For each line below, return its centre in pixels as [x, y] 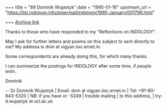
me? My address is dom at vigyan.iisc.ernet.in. [53, 47]
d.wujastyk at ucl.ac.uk [29, 101]
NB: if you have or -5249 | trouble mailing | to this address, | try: [96, 96]
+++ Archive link [22, 22]
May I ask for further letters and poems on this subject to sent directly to [80, 41]
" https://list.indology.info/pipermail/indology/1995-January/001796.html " [80, 12]
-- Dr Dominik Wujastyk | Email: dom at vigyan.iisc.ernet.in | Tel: [71, 91]
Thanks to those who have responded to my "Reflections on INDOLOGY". [81, 32]
